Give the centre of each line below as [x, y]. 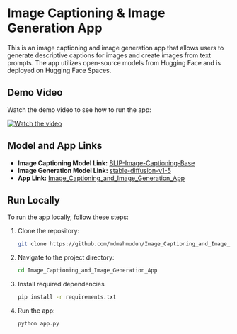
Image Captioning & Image [86, 13]
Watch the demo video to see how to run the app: [79, 110]
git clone [32, 244]
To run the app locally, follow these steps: [68, 217]
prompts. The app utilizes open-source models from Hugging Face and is [114, 62]
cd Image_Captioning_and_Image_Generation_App [87, 271]
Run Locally [34, 200]
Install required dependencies [61, 284]
